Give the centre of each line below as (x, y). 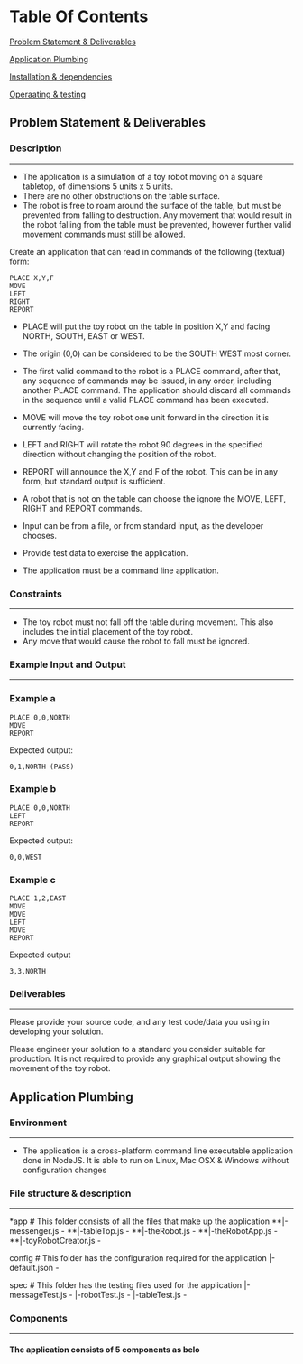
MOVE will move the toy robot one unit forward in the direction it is (146, 417)
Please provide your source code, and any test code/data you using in (140, 1022)
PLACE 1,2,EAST (38, 898)
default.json (32, 1268)
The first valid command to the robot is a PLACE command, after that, (151, 371)
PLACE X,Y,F (32, 278)
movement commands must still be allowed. (104, 234)
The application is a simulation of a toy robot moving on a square (142, 176)
